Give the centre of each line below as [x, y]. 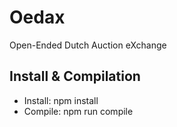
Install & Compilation [75, 76]
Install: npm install [61, 100]
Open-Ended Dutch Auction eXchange [88, 45]
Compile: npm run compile [78, 111]
